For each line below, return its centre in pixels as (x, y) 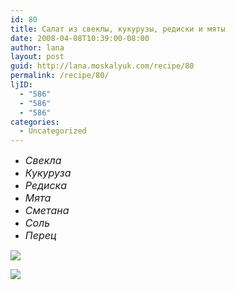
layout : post (37, 57)
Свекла (43, 161)
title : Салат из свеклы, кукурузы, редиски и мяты (118, 29)
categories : (35, 122)
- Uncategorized (53, 131)
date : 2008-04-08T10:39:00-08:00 (80, 38)
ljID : (21, 85)
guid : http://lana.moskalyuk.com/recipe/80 (102, 66)
